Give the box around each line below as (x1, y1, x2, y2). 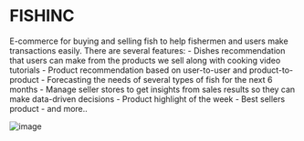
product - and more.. (9, 103, 89, 114)
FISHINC (9, 5, 75, 26)
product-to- (248, 65, 294, 76)
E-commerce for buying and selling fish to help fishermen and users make (9, 35, 289, 46)
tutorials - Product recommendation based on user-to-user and (9, 65, 247, 76)
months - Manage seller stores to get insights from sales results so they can (9, 84, 296, 95)
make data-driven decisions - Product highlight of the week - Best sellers (9, 93, 286, 105)
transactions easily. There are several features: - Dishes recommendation (9, 45, 286, 55)
